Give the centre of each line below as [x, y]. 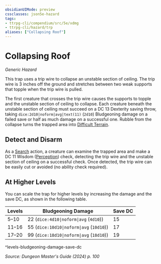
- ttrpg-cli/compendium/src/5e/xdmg [42, 23]
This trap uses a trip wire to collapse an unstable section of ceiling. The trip [80, 79]
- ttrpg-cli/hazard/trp [29, 28]
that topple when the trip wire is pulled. [44, 89]
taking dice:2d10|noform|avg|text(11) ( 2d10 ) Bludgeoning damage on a [76, 114]
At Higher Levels [30, 182]
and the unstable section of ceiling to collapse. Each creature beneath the [79, 104]
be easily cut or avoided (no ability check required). [56, 167]
